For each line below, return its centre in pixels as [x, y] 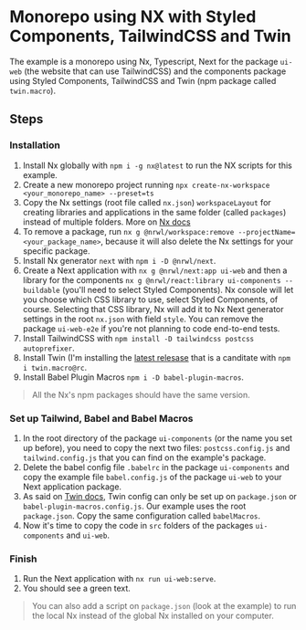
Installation [35, 145]
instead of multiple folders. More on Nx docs [106, 222]
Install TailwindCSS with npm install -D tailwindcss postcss [138, 338]
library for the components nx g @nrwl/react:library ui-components [152, 279]
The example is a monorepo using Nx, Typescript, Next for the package [144, 61]
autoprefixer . [48, 348]
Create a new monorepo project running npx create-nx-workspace [146, 184]
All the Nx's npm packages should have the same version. [141, 394]
